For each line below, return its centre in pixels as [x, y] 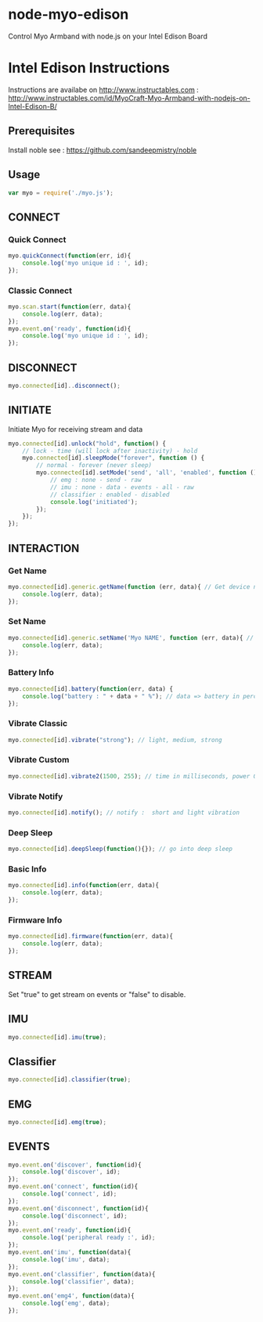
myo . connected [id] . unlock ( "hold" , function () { [87, 444]
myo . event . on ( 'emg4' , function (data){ [71, 1296]
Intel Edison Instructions [89, 68]
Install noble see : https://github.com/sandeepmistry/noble [103, 150]
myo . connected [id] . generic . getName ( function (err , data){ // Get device [129, 586]
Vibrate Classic [38, 724]
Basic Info [27, 869]
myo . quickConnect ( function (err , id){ [70, 256]
